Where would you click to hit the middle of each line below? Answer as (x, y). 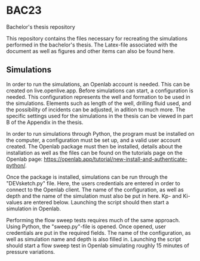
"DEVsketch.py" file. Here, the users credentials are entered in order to (93, 183)
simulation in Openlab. (34, 209)
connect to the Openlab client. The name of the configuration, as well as (95, 189)
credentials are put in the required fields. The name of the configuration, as (99, 232)
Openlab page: (24, 159)
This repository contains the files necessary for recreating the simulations (97, 38)
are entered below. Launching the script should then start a (96, 202)
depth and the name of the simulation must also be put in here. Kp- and (94, 196)
